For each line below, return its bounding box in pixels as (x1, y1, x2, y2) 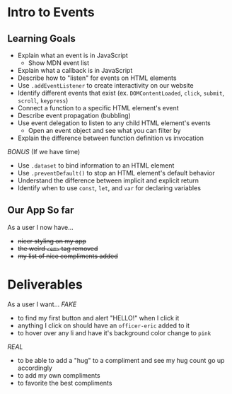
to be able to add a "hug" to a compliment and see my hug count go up (17, 356, 225, 364)
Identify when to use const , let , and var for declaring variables (17, 184, 202, 192)
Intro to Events (7, 4, 95, 21)
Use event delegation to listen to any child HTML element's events (17, 119, 211, 127)
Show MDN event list (28, 59, 90, 67)
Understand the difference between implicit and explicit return (17, 176, 199, 185)
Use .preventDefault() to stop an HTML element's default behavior (17, 169, 215, 177)
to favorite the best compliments (17, 378, 112, 387)
